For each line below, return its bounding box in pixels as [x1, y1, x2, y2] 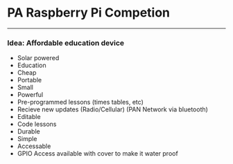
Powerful [17, 91, 44, 99]
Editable [17, 113, 41, 121]
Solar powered [17, 54, 60, 62]
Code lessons [17, 120, 57, 129]
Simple [17, 135, 37, 143]
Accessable [17, 142, 51, 150]
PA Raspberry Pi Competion [7, 5, 171, 21]
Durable [17, 127, 40, 136]
